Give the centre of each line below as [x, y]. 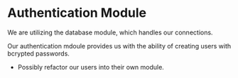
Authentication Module [77, 13]
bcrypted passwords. [38, 53]
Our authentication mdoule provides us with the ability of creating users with [119, 46]
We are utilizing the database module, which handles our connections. [110, 32]
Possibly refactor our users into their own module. [91, 67]
